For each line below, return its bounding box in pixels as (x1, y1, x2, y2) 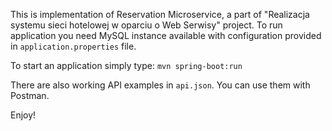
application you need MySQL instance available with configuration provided (10, 30, 322, 41)
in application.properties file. (10, 40, 137, 52)
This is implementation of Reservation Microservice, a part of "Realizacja (10, 9, 310, 20)
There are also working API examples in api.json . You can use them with (10, 79, 311, 91)
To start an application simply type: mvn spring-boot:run (10, 60, 243, 71)
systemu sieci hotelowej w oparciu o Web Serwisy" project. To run (10, 19, 283, 31)
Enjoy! (10, 109, 37, 121)
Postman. (10, 90, 50, 101)
